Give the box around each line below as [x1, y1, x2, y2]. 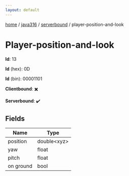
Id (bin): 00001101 [5, 76, 42, 82]
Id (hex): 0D [5, 65, 30, 72]
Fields [5, 114, 25, 123]
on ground [8, 163, 33, 170]
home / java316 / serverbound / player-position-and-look [5, 21, 124, 27]
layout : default [5, 7, 39, 13]
